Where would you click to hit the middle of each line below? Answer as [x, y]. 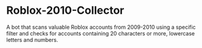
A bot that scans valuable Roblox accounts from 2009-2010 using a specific [101, 27]
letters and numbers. [32, 40]
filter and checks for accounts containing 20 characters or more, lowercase [101, 33]
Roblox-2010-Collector [65, 10]
